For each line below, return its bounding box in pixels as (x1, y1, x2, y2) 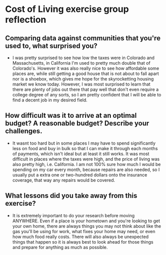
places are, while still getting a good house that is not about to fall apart (12, 71, 159, 77)
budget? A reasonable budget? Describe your (5, 119, 150, 128)
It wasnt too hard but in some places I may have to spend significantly (12, 140, 156, 146)
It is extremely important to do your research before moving (12, 212, 135, 218)
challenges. (5, 127, 43, 135)
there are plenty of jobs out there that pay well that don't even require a (12, 86, 159, 92)
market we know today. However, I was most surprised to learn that (12, 81, 151, 87)
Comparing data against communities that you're (5, 34, 161, 42)
